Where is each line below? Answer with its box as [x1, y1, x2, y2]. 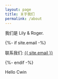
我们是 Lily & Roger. [5, 30, 44, 36]
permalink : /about [5, 16, 42, 21]
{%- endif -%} [5, 59, 34, 66]
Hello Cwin [5, 69, 27, 75]
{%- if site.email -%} [5, 40, 46, 46]
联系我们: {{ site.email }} [5, 50, 53, 56]
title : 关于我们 [5, 12, 35, 17]
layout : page [5, 7, 31, 12]
